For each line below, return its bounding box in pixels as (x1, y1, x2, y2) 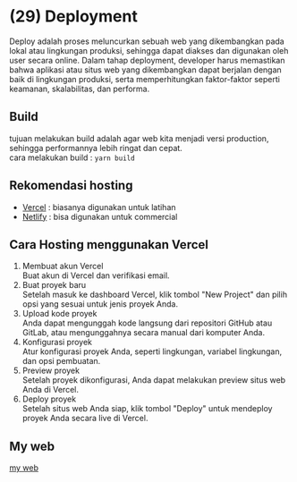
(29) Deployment (9, 6, 139, 27)
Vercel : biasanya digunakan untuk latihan (21, 201, 176, 212)
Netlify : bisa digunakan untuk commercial (21, 211, 178, 222)
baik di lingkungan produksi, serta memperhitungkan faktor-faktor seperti (9, 73, 280, 84)
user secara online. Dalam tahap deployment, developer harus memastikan (9, 55, 285, 65)
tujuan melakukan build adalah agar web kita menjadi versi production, (9, 132, 269, 144)
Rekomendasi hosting (9, 178, 133, 193)
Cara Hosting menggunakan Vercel (9, 237, 208, 252)
